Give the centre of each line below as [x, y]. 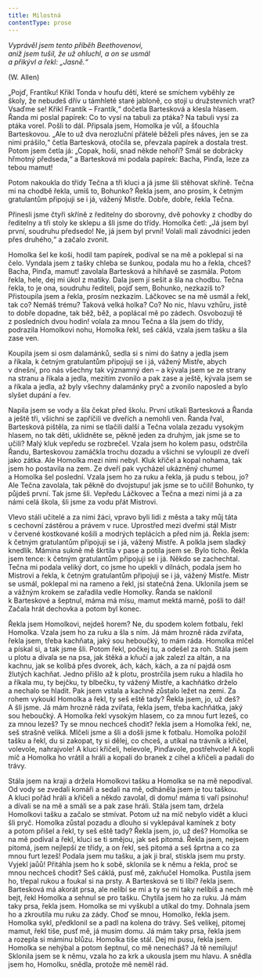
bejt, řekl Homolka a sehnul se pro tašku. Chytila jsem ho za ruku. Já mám [127, 897]
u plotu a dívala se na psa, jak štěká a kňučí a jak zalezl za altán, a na [119, 657]
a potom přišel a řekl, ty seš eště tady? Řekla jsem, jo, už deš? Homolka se [128, 831]
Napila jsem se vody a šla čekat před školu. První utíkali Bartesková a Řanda [130, 410]
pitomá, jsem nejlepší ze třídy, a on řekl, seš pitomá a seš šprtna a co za [124, 848]
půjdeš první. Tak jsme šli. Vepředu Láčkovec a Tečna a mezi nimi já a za [125, 493]
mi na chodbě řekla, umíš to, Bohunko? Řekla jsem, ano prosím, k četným [126, 191]
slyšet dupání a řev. [40, 395]
